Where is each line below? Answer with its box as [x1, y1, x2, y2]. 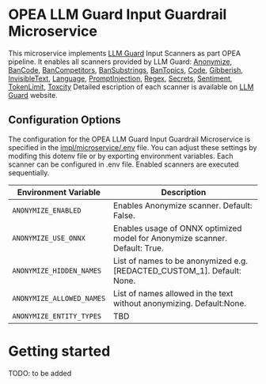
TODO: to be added [8, 368, 72, 378]
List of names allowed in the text [113, 288, 234, 299]
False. [113, 209, 136, 220]
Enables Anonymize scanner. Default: [113, 200, 253, 211]
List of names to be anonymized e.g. [113, 255, 248, 266]
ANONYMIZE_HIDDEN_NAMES [12, 266, 102, 275]
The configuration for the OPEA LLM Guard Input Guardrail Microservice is [8, 134, 251, 144]
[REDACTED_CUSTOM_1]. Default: [113, 265, 241, 276]
